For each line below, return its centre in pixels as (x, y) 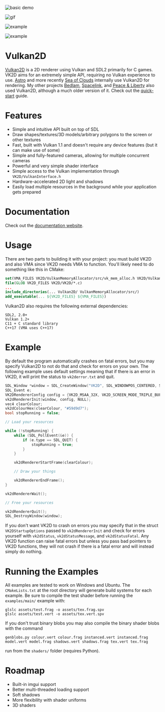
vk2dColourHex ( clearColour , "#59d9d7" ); (47, 409)
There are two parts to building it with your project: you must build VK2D (78, 259)
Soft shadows (26, 695)
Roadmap (25, 671)
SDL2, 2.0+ (16, 315)
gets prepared (27, 192)
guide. (22, 95)
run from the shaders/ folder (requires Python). (53, 651)
